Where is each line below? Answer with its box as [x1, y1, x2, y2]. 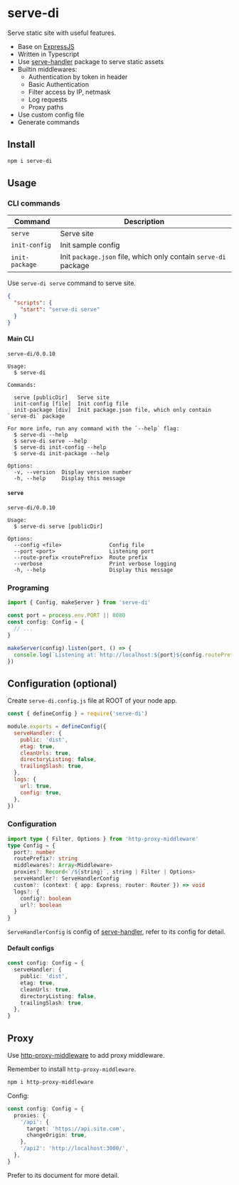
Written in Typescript [17, 50, 80, 58]
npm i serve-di [7, 157, 53, 164]
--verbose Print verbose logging [14, 560, 176, 568]
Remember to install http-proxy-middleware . [7, 1065, 137, 1073]
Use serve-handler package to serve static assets [17, 57, 164, 65]
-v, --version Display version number [14, 468, 132, 476]
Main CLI [7, 334, 34, 343]
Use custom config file [17, 110, 85, 119]
